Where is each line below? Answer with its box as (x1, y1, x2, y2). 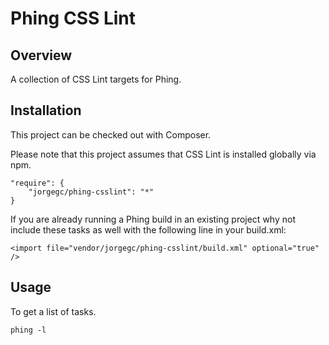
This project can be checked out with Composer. (10, 128, 212, 141)
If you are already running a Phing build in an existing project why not (10, 213, 296, 225)
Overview (10, 47, 73, 64)
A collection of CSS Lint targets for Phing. (10, 73, 182, 85)
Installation (10, 102, 82, 119)
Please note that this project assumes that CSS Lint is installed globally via (10, 148, 317, 160)
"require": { (10, 178, 65, 188)
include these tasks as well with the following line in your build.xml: (10, 223, 287, 236)
